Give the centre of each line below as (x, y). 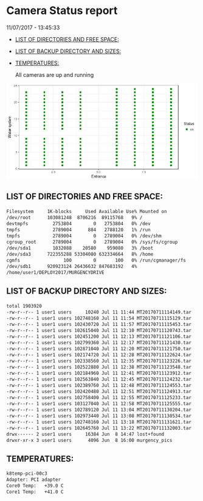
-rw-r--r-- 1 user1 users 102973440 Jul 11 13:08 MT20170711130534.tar (99, 416)
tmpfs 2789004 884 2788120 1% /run (78, 229)
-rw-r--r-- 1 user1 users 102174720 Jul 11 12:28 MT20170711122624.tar (99, 355)
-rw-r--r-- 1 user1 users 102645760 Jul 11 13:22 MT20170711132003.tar (99, 428)
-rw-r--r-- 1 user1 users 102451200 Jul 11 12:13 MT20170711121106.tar (99, 336)
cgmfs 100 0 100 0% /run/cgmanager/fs (96, 260)
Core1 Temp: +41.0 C (35, 492)
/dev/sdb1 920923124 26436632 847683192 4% (72, 266)
